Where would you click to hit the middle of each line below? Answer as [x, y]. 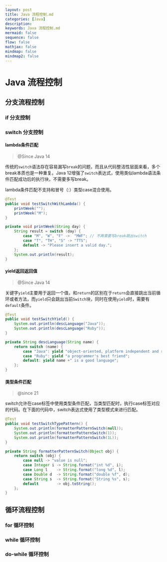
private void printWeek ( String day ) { [45, 227]
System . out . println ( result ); [44, 255]
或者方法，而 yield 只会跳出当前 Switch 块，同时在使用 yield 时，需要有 [80, 299]
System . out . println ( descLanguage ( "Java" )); [60, 324]
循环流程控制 [25, 509]
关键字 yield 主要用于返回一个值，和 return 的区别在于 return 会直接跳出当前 [81, 292]
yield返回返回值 [21, 271]
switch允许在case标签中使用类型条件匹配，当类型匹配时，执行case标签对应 [83, 404]
